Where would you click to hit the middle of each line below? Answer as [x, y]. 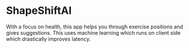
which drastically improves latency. [48, 39]
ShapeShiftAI [39, 11]
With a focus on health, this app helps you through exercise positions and [94, 27]
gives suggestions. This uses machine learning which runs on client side [93, 32]
